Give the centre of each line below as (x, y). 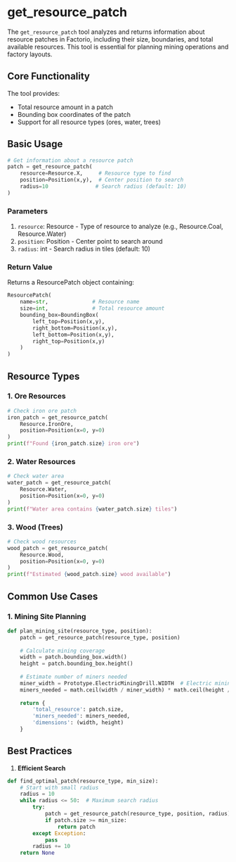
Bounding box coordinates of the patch (74, 114)
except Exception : (59, 833)
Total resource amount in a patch (65, 107)
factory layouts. (30, 54)
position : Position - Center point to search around (90, 242)
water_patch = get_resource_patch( (59, 483)
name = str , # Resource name (80, 302)
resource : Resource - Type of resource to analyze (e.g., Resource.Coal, (120, 227)
